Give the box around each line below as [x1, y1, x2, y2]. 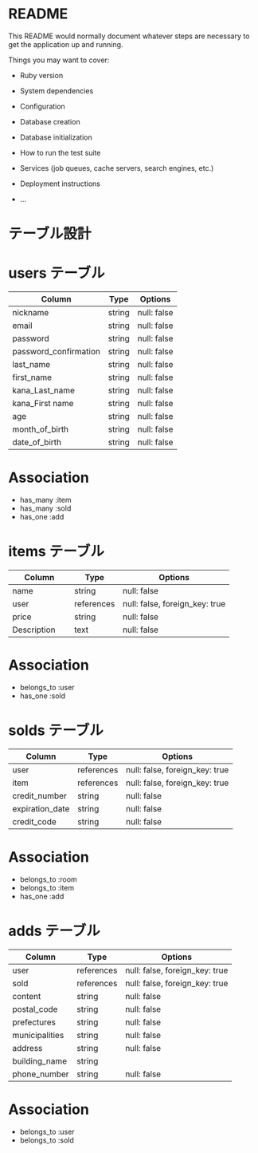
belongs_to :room [19, 875, 77, 884]
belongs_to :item [19, 883, 75, 892]
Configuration [19, 101, 65, 111]
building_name [12, 1055, 68, 1066]
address [12, 1042, 43, 1053]
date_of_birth [12, 436, 62, 448]
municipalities [12, 1029, 64, 1040]
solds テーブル [8, 721, 104, 740]
